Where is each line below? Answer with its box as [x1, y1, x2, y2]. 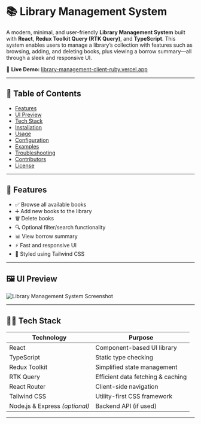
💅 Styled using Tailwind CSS [14, 250, 85, 258]
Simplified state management [95, 363, 178, 371]
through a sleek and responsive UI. [6, 54, 93, 61]
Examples [14, 143, 39, 150]
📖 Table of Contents [6, 89, 81, 99]
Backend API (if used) [95, 402, 157, 410]
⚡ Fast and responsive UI [14, 241, 77, 249]
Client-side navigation [95, 383, 159, 391]
